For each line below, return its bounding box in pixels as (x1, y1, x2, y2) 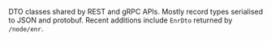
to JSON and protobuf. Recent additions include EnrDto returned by (8, 15, 233, 25)
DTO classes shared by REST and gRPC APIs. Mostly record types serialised (8, 7, 264, 16)
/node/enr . (8, 24, 44, 33)
